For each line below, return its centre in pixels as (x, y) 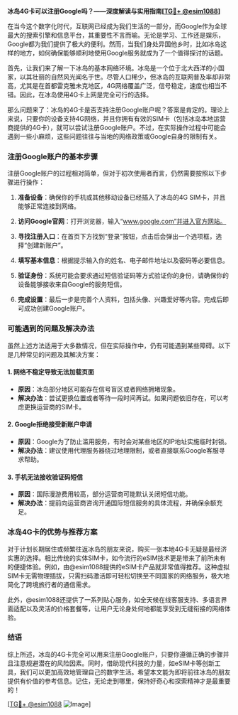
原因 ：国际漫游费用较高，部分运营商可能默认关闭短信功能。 (104, 494)
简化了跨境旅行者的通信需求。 (51, 584)
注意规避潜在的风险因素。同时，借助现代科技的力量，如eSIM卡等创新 (114, 663)
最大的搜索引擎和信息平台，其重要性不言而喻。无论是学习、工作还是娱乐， (116, 35)
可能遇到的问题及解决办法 (51, 328)
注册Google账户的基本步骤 (53, 156)
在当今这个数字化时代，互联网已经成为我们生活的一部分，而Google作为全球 (117, 26)
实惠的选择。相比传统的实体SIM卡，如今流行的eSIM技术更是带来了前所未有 (117, 558)
